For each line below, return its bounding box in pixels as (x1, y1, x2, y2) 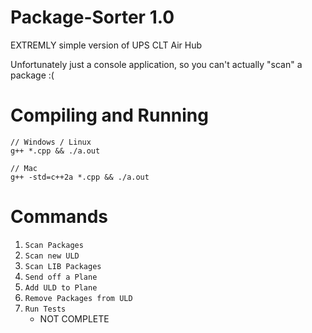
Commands (10, 206, 109, 228)
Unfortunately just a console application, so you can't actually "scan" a (10, 58, 303, 70)
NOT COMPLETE (39, 312, 110, 325)
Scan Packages (24, 240, 84, 250)
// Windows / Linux (10, 137, 92, 147)
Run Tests (24, 304, 67, 314)
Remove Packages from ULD (24, 293, 133, 303)
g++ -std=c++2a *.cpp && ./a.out (10, 172, 150, 182)
